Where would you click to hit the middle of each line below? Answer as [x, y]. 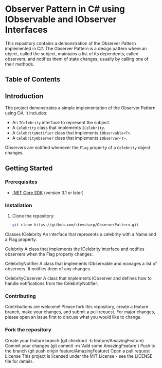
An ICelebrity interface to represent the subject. [61, 123]
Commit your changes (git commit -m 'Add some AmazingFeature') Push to [80, 346]
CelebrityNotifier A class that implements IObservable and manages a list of [81, 263]
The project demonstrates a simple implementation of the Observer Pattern [80, 108]
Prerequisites [21, 182]
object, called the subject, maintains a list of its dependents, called [72, 54]
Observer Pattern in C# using [65, 9]
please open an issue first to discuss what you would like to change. [73, 317]
